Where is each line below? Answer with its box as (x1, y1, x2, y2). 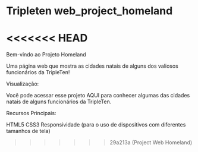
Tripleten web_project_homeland (6, 4, 173, 18)
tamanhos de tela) (6, 128, 51, 135)
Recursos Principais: (6, 110, 56, 117)
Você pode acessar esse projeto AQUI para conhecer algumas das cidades (6, 92, 190, 99)
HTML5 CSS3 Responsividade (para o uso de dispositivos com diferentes (6, 121, 186, 128)
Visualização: (6, 80, 39, 87)
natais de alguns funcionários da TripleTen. (6, 98, 112, 105)
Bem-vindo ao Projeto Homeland (6, 51, 86, 58)
